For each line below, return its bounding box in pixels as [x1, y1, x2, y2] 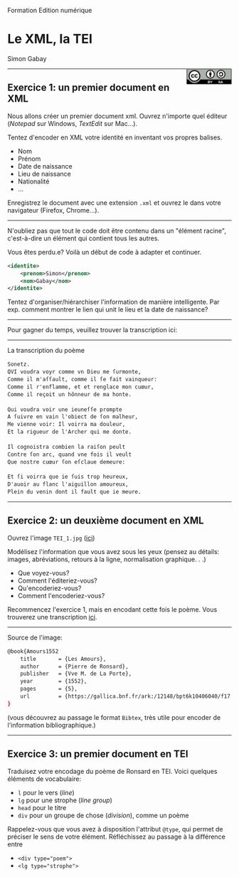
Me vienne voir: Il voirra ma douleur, [7, 421, 126, 428]
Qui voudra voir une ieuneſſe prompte [7, 405, 122, 413]
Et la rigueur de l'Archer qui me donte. [7, 428, 132, 436]
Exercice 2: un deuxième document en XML [7, 515, 204, 527]
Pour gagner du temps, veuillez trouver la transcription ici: [7, 326, 178, 334]
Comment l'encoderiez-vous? [17, 591, 105, 600]
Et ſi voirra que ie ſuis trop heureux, [7, 473, 129, 481]
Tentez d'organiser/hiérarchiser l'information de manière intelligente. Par [7, 298, 220, 307]
